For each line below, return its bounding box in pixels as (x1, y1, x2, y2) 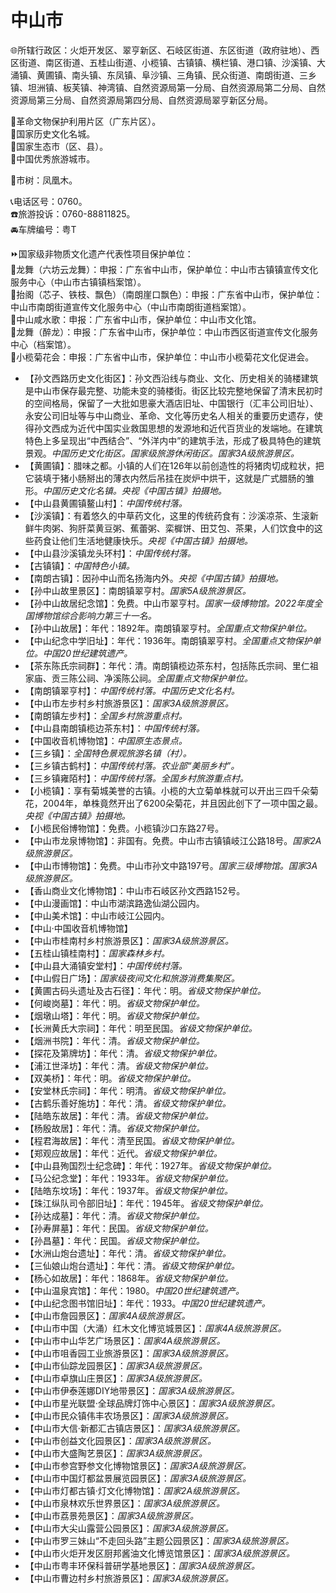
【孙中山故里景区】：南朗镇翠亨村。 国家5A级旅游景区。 (24, 584, 252, 596)
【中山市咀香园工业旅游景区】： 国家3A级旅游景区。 (24, 1347, 235, 1359)
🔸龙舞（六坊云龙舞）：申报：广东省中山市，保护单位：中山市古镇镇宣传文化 (10, 263, 319, 275)
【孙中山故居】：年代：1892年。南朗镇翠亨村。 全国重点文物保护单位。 (24, 622, 313, 634)
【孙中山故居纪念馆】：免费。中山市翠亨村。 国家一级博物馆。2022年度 (24, 597, 315, 609)
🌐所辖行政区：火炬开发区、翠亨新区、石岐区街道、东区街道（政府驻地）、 (10, 44, 312, 56)
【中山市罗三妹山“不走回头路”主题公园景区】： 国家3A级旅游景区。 (24, 1534, 295, 1546)
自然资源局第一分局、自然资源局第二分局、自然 (132, 81, 326, 93)
